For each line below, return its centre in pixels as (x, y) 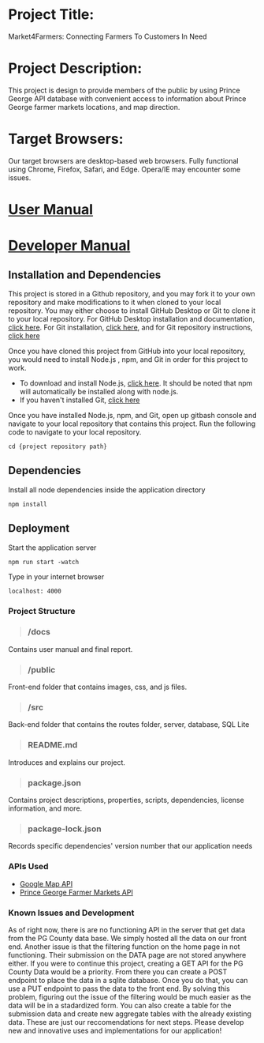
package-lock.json (64, 829)
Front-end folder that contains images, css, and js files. (98, 687)
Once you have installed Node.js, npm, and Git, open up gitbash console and (132, 415)
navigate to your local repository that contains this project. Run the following (132, 424)
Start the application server (52, 548)
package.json (54, 782)
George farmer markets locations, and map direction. (94, 107)
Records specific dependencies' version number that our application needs (130, 846)
